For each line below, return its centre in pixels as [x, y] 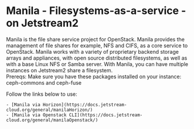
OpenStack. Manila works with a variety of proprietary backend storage [92, 51]
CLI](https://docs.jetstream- [106, 115]
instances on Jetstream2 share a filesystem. [59, 70]
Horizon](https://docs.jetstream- [85, 104]
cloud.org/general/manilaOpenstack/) [52, 120]
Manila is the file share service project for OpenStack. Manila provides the [95, 39]
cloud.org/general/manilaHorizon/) [50, 110]
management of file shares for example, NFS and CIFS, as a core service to [97, 46]
